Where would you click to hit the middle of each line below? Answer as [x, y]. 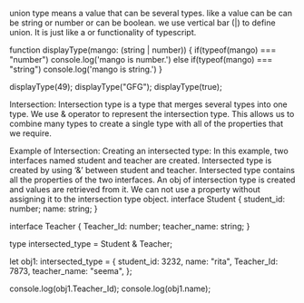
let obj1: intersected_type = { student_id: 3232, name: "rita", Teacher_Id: [144, 261]
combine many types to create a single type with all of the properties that [147, 123]
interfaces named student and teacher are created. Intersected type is [141, 161]
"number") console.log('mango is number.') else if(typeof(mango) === [141, 59]
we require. [30, 133]
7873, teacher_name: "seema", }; [71, 271]
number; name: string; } [54, 209]
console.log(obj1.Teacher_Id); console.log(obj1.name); [110, 288]
